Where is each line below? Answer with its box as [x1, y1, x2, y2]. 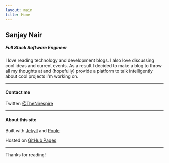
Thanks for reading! [5, 152, 46, 158]
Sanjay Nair [5, 31, 42, 39]
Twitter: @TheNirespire [5, 101, 54, 107]
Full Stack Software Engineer [5, 45, 67, 51]
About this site [5, 116, 37, 123]
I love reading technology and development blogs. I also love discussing [5, 57, 154, 63]
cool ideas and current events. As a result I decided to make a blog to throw [5, 62, 162, 68]
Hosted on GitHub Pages [5, 137, 57, 143]
